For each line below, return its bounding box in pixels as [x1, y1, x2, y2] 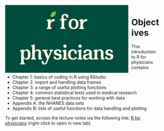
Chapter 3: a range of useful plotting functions [12, 84, 107, 90]
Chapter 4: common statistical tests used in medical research [12, 90, 137, 96]
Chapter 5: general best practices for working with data [12, 95, 125, 100]
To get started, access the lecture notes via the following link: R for [5, 115, 141, 121]
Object [131, 17, 160, 28]
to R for [131, 54, 147, 60]
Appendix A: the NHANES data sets [12, 100, 84, 106]
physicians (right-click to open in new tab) [5, 120, 91, 126]
